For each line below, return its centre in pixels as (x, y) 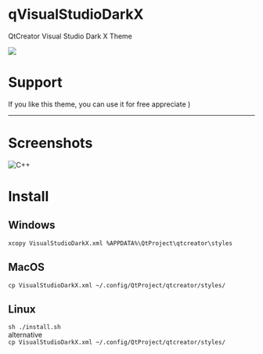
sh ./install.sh (34, 327)
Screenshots (50, 143)
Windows (32, 225)
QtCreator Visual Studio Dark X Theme (70, 36)
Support (35, 83)
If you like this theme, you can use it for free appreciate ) (99, 104)
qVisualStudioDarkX (76, 14)
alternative (25, 335)
